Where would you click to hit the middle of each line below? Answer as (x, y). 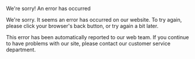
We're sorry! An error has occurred (48, 8)
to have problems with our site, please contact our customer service (88, 44)
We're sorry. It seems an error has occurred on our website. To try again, (94, 20)
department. (21, 50)
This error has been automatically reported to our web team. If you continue (97, 37)
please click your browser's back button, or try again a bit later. (82, 26)
